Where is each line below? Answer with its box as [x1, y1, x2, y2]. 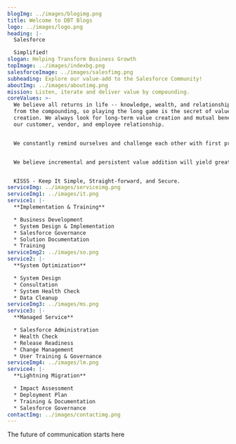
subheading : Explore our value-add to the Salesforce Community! [7, 75, 202, 82]
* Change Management [13, 346, 74, 353]
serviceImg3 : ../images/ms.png [7, 301, 99, 308]
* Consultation [13, 281, 58, 288]
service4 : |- [7, 366, 46, 373]
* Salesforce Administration [13, 327, 99, 334]
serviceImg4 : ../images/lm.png [7, 359, 99, 366]
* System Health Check [13, 287, 80, 295]
